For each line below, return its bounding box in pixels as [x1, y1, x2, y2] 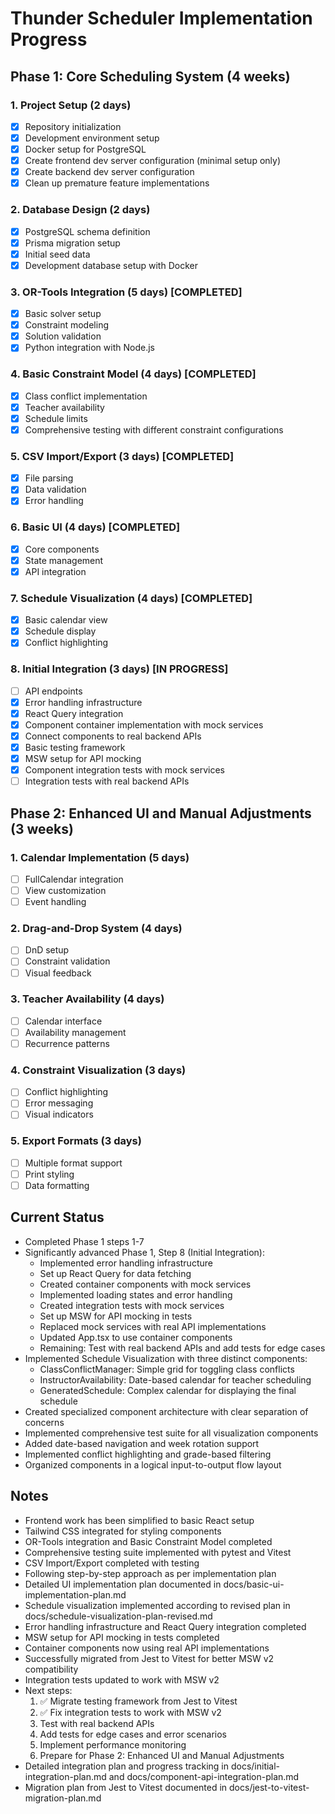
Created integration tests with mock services [39, 1299, 225, 1311]
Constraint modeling [24, 319, 109, 331]
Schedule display [24, 625, 97, 637]
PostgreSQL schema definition [24, 225, 151, 237]
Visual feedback [24, 967, 92, 979]
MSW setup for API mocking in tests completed [24, 1631, 220, 1643]
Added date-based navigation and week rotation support [24, 1437, 260, 1449]
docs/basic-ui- [223, 1578, 285, 1590]
